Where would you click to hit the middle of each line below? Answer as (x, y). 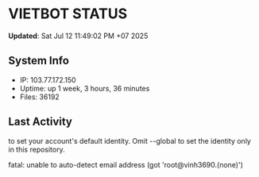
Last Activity (41, 122)
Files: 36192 (39, 97)
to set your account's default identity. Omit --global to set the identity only (130, 140)
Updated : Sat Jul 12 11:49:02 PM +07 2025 (78, 36)
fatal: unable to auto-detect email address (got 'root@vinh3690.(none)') (126, 164)
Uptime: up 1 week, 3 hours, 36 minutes (85, 88)
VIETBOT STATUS (68, 14)
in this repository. (37, 149)
